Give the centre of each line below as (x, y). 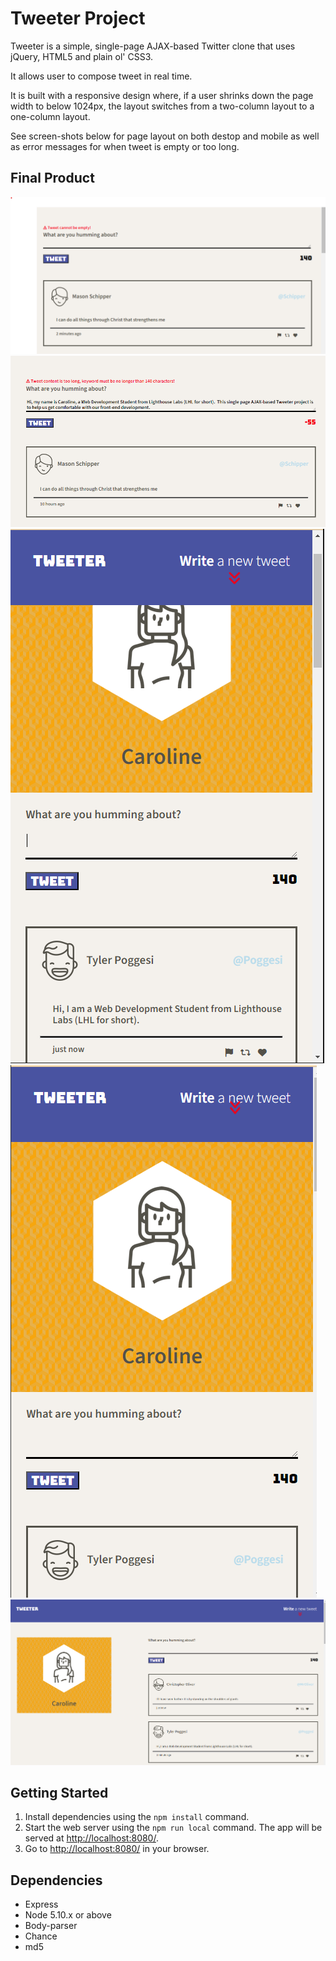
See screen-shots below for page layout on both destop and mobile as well (165, 136)
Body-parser (51, 1926)
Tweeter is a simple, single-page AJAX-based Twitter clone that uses (153, 46)
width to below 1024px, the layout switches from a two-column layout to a (162, 106)
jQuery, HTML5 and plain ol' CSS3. (82, 56)
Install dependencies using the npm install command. (137, 1817)
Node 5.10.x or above (68, 1915)
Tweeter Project (78, 18)
